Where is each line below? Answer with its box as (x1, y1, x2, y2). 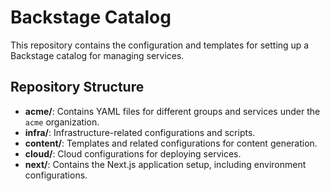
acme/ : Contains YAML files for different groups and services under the (24, 105, 321, 117)
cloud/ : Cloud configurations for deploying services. (24, 147, 242, 160)
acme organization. (24, 116, 100, 128)
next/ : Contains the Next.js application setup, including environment (24, 158, 307, 170)
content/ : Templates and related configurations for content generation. (24, 137, 318, 149)
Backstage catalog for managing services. (10, 49, 185, 61)
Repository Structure (10, 79, 145, 96)
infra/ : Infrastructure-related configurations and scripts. (24, 126, 256, 138)
